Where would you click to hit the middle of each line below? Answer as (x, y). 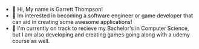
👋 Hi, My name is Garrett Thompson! (57, 9)
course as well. (31, 41)
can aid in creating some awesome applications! (72, 22)
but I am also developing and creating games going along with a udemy (101, 35)
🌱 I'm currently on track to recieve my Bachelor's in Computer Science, (100, 28)
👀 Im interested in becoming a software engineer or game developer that (103, 16)
